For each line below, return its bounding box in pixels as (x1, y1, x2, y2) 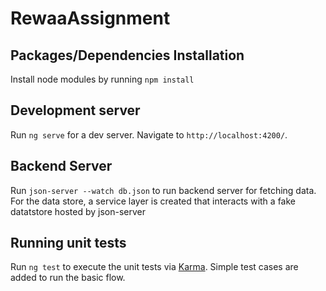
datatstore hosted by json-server (10, 205, 146, 217)
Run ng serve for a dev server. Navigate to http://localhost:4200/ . (10, 128, 288, 141)
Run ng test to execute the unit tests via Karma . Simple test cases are (10, 261, 299, 273)
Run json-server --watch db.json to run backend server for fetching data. (10, 184, 317, 196)
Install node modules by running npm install (10, 73, 195, 85)
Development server (10, 102, 141, 119)
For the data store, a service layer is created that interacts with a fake (10, 195, 296, 207)
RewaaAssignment (10, 7, 171, 30)
